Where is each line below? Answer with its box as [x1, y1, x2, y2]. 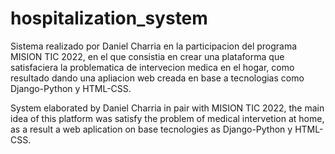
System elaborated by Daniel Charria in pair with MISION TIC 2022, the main [10, 102, 325, 114]
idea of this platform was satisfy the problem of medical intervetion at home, [10, 112, 325, 124]
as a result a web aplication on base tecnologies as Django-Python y [10, 123, 293, 135]
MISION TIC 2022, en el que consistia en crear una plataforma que [10, 50, 285, 62]
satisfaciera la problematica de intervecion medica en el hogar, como [10, 61, 295, 73]
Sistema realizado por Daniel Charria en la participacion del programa [10, 40, 298, 52]
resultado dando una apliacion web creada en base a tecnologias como [10, 72, 305, 84]
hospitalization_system [10, 7, 208, 30]
